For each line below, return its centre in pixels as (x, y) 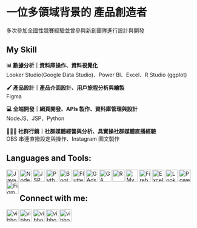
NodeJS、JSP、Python (35, 118)
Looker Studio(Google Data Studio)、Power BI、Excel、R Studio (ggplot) (97, 75)
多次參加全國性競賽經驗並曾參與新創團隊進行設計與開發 (75, 30)
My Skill (22, 50)
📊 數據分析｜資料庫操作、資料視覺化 (52, 65)
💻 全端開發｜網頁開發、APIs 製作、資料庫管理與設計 (72, 109)
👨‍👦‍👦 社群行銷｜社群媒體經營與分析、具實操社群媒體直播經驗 (81, 131)
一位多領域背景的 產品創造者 (77, 12)
